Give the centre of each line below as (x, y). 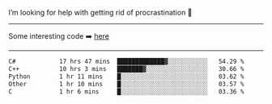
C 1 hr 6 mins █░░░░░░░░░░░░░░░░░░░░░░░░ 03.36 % (126, 92)
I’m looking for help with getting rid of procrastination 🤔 (100, 12)
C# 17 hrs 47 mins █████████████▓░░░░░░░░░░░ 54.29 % (126, 61)
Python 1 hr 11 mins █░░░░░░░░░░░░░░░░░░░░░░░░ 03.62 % (126, 77)
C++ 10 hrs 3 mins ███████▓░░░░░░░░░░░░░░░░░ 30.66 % (126, 69)
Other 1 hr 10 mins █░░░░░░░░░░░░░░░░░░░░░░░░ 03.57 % (126, 84)
